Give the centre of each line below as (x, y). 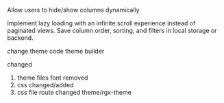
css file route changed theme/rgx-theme (74, 92)
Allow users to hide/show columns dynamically (73, 10)
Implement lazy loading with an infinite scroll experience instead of (101, 23)
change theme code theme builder (56, 51)
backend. (20, 38)
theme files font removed (52, 78)
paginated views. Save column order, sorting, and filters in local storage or (112, 31)
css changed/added (45, 85)
